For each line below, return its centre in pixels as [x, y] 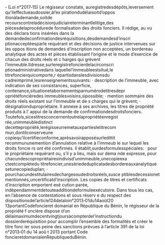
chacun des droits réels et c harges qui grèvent [53, 59]
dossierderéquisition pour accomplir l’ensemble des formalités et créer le [79, 221]
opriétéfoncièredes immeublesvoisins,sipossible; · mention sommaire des [79, 96]
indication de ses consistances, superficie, [48, 85]
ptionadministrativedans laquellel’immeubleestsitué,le [59, 70]
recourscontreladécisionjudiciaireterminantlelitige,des [59, 23]
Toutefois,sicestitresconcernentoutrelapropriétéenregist [62, 117]
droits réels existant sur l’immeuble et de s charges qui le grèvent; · [73, 101]
